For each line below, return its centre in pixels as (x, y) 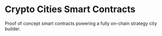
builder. (13, 28)
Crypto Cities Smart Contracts (70, 9)
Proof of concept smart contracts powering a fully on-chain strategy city (81, 23)
